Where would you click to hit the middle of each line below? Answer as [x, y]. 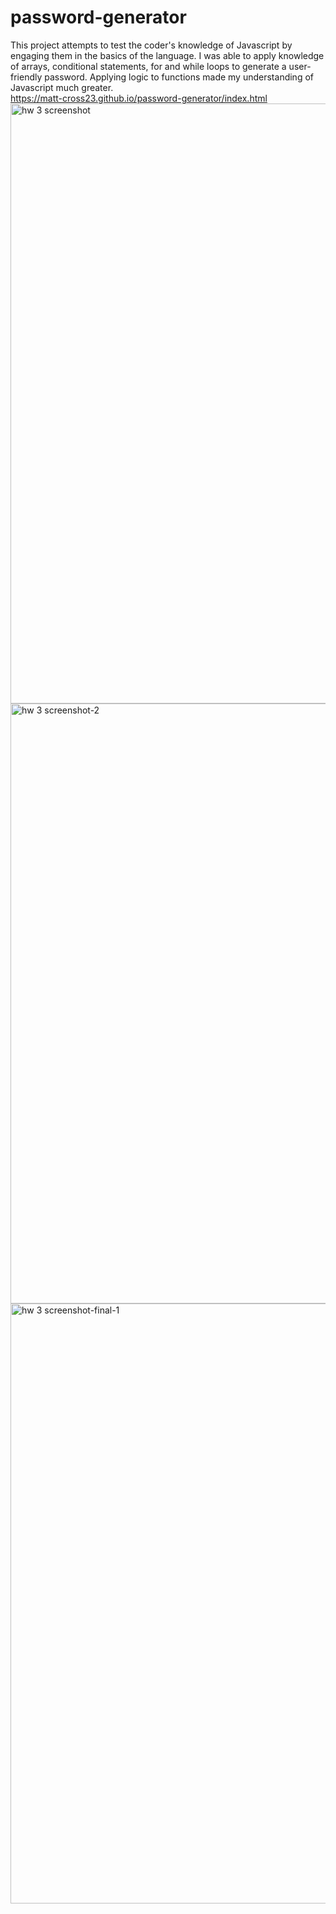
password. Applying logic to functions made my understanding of [179, 77]
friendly [26, 77]
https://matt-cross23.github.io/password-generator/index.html [139, 98]
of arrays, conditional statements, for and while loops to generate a [148, 66]
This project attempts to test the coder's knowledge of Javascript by [151, 45]
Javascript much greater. [62, 87]
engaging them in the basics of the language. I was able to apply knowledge [167, 55]
